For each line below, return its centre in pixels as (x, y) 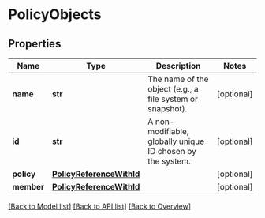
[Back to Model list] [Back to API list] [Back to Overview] (100, 206)
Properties (35, 44)
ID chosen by (172, 151)
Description (178, 66)
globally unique (176, 141)
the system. (169, 161)
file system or (173, 99)
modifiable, (168, 132)
